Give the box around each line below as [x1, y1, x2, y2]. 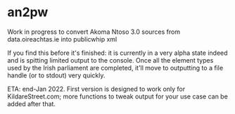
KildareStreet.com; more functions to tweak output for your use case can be [7, 92, 229, 101]
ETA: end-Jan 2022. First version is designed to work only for [7, 84, 186, 93]
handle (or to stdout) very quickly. [7, 71, 106, 80]
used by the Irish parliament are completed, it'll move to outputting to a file [7, 63, 224, 72]
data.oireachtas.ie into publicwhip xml [7, 34, 118, 43]
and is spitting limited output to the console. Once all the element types [7, 56, 214, 64]
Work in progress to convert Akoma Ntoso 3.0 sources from [7, 27, 181, 36]
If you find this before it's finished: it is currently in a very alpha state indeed [7, 49, 228, 57]
